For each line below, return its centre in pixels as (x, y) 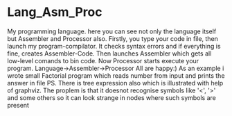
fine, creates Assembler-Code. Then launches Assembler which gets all (109, 53)
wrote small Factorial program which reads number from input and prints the (116, 75)
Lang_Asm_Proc (55, 12)
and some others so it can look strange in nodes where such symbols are (112, 97)
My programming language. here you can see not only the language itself (112, 31)
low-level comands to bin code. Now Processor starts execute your (103, 60)
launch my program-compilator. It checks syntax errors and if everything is (114, 46)
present (18, 105)
